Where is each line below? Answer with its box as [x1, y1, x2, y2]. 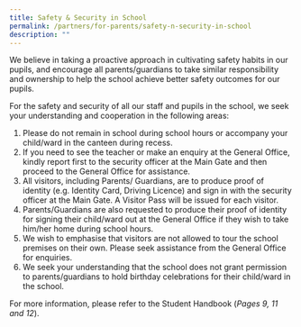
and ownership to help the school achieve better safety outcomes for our [9, 74, 281, 85]
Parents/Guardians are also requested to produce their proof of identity [22, 204, 287, 215]
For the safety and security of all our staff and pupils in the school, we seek [9, 101, 289, 112]
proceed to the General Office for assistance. [22, 166, 191, 177]
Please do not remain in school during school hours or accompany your [22, 128, 288, 139]
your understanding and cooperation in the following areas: [9, 110, 230, 122]
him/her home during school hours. [22, 223, 154, 234]
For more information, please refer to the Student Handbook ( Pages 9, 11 [9, 298, 278, 309]
